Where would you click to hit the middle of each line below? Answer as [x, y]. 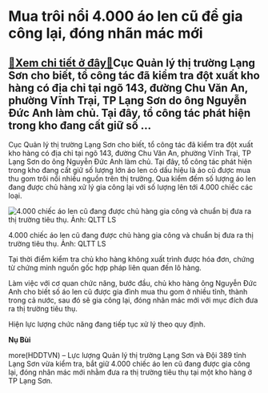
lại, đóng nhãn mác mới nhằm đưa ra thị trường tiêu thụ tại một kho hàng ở [130, 372]
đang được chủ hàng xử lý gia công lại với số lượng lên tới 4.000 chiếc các [131, 187]
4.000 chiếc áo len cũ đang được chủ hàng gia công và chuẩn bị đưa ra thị [131, 235]
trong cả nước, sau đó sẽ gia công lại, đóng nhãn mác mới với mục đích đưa [133, 300]
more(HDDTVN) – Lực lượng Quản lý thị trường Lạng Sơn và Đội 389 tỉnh [127, 355]
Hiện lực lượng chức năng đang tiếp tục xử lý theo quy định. [107, 324]
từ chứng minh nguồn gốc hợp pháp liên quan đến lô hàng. [105, 268]
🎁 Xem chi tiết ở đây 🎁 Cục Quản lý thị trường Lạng [132, 63]
